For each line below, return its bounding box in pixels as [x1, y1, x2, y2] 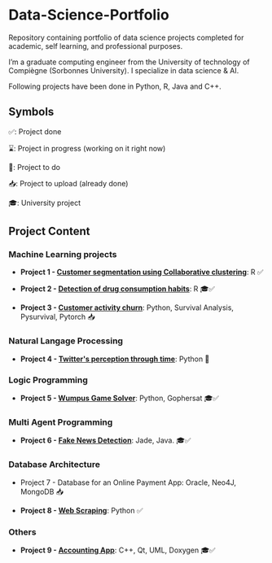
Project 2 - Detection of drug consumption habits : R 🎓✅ [20, 284, 216, 294]
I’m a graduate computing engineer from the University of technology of [8, 57, 250, 67]
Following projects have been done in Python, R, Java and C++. [8, 81, 222, 91]
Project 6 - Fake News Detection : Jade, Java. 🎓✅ [20, 435, 191, 445]
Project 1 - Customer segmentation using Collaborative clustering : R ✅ [20, 267, 264, 277]
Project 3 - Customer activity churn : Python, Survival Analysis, [20, 303, 235, 312]
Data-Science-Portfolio [8, 6, 169, 24]
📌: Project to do [8, 162, 61, 172]
